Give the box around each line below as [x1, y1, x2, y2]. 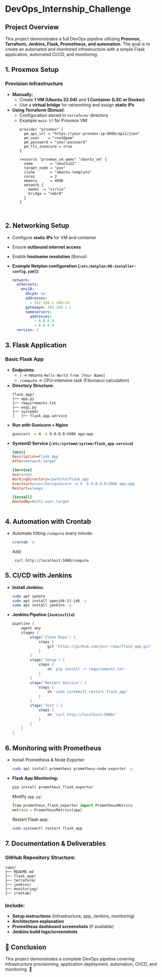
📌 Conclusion [5, 943, 46, 951]
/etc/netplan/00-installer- [79, 264, 137, 269]
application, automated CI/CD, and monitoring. [5, 51, 99, 57]
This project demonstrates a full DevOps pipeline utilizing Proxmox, [5, 36, 141, 42]
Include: [5, 902, 25, 909]
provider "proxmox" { [19, 127, 63, 132]
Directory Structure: [12, 383, 55, 388]
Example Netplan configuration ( [12, 263, 80, 269]
